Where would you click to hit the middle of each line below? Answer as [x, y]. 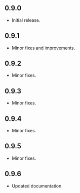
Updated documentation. [37, 186]
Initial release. [26, 20]
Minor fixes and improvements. [43, 48]
